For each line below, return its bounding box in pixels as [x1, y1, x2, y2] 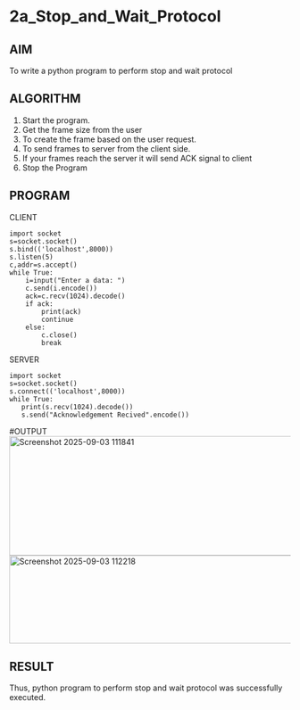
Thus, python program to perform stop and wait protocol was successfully [9, 682, 283, 693]
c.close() [41, 330, 78, 340]
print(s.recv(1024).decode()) [21, 402, 134, 411]
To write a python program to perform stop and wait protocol [9, 65, 233, 76]
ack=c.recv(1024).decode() [25, 292, 126, 301]
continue [41, 315, 74, 324]
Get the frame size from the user [21, 124, 143, 135]
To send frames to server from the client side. [21, 143, 191, 153]
